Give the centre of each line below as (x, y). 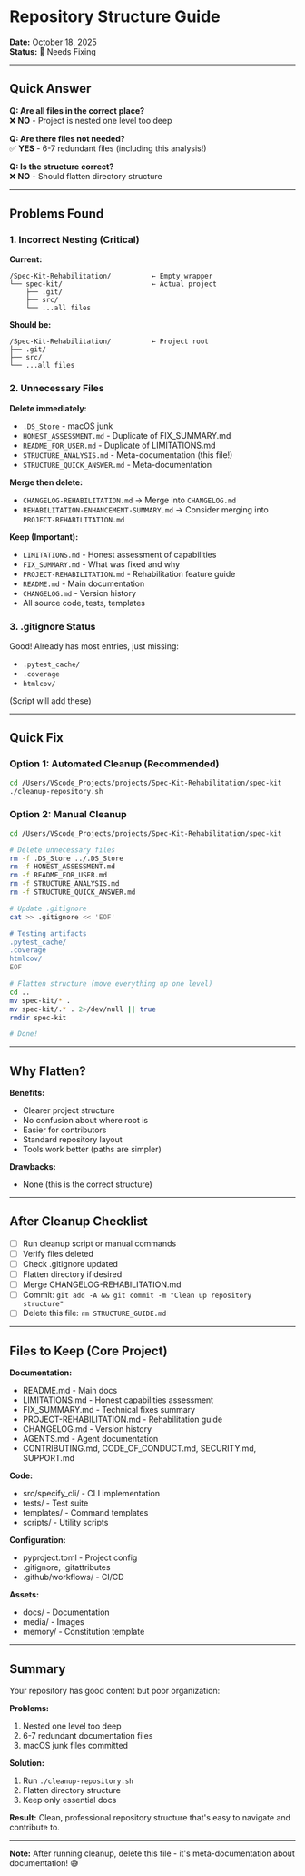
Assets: (24, 1595)
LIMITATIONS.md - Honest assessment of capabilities (119, 554)
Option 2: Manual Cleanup (68, 815)
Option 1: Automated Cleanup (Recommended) (114, 764)
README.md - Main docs (70, 1391)
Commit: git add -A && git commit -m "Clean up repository (137, 1295)
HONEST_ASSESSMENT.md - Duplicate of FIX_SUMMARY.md (127, 435)
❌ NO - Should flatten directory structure (86, 176)
